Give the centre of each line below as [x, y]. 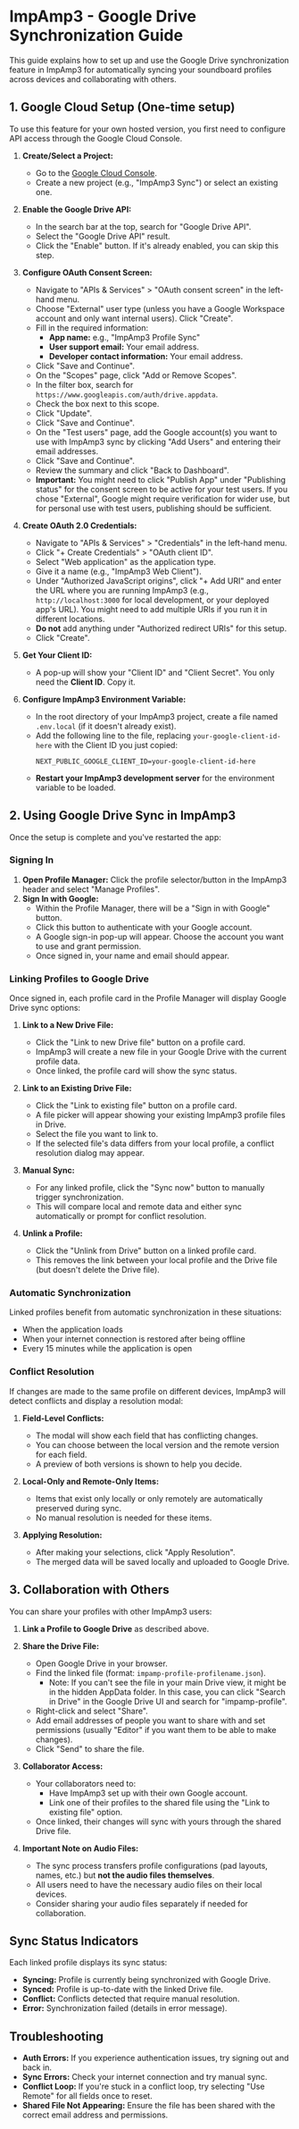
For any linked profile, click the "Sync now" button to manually [150, 1188]
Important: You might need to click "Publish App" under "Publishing [161, 479]
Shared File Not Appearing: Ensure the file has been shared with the [149, 2106]
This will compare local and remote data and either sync [139, 1207]
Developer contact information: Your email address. [146, 356]
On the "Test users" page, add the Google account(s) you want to [156, 432]
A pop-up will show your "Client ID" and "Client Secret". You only [155, 672]
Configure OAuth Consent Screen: [87, 272]
